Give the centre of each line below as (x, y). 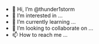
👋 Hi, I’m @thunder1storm (43, 9)
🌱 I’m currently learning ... (44, 22)
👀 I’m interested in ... (37, 15)
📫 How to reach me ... (40, 35)
